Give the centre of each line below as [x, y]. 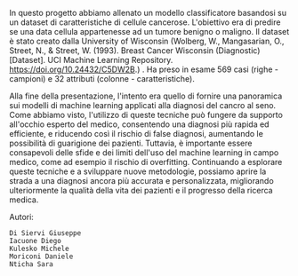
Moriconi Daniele [41, 256]
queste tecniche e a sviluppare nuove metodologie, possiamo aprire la [138, 171]
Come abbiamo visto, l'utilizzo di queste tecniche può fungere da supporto [146, 115]
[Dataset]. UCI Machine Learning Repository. [91, 60]
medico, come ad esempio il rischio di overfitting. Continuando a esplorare [146, 162]
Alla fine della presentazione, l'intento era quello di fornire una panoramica [146, 96]
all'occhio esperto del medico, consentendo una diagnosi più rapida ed [139, 124]
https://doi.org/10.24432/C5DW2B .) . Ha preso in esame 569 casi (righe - [144, 69]
